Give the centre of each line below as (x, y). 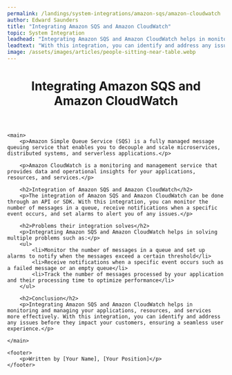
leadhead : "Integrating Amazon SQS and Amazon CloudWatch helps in (106, 39)
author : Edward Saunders (43, 20)
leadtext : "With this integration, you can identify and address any (109, 46)
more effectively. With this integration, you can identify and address (114, 317)
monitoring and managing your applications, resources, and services (109, 311)
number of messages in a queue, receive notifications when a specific (112, 208)
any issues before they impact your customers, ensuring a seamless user (116, 323)
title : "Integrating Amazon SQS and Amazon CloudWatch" (89, 26)
